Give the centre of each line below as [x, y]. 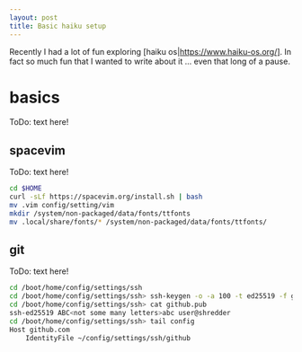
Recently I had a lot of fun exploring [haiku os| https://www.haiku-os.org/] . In [151, 51]
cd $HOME [26, 189]
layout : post [34, 18]
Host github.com [40, 330]
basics [35, 97]
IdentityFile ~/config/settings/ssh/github [108, 338]
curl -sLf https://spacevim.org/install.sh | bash [106, 197]
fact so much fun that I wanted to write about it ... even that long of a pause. [150, 61]
